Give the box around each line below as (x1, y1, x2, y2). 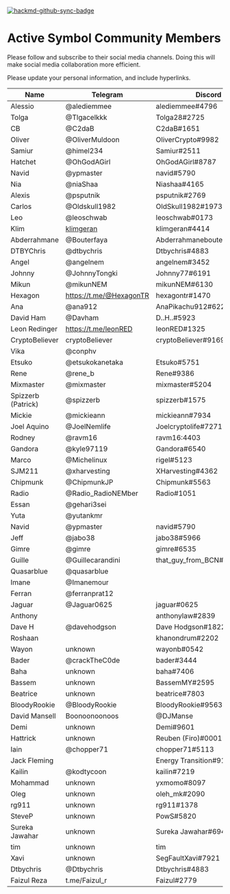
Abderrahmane (10, 235, 60, 245)
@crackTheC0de (65, 655, 120, 665)
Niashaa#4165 (155, 179, 204, 188)
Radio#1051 (155, 488, 196, 498)
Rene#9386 (155, 369, 195, 378)
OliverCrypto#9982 (155, 134, 219, 144)
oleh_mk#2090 (155, 789, 205, 798)
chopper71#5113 (155, 744, 214, 754)
